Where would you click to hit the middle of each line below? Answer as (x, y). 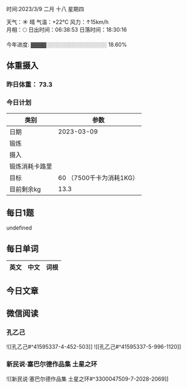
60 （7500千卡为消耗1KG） (98, 177)
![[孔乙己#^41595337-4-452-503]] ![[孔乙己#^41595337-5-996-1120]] (94, 347)
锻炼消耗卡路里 (31, 166)
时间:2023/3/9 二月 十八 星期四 (45, 9)
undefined (19, 228)
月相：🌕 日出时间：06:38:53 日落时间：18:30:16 (67, 30)
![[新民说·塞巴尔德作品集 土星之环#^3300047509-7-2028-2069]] (87, 379)
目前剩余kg (25, 189)
